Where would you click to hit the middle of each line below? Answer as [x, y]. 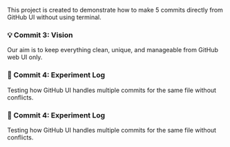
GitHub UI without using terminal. [54, 17]
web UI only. [25, 57]
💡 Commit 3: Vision [40, 35]
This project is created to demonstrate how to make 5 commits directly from [115, 10]
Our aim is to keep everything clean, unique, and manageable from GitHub [113, 50]
